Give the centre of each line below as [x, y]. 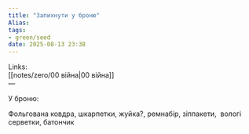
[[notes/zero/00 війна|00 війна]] [61, 75]
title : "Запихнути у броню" [54, 15]
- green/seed [29, 37]
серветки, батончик [41, 122]
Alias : [19, 23]
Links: [18, 67]
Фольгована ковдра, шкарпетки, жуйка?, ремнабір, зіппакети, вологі [125, 114]
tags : [17, 30]
